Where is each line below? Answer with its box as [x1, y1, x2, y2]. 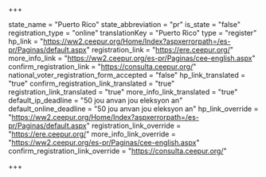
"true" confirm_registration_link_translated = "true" [8, 79, 175, 88]
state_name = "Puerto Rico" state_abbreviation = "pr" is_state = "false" [8, 20, 241, 29]
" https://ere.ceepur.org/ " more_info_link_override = [8, 129, 177, 139]
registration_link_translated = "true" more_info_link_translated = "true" [8, 87, 238, 96]
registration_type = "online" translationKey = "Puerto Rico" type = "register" [8, 29, 257, 37]
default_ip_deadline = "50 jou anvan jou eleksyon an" [8, 96, 183, 105]
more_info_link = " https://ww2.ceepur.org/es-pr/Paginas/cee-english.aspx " [8, 53, 256, 63]
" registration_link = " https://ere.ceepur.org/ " [86, 45, 233, 54]
